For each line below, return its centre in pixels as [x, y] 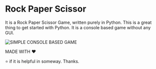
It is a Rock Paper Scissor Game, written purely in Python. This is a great [78, 22]
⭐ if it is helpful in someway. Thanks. [42, 61]
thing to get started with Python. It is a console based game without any [78, 27]
